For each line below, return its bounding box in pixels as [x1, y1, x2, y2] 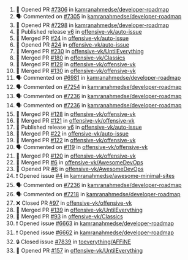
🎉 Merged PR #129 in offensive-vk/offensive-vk [15, 61, 136, 67]
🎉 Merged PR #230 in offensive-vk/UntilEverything [15, 48, 145, 55]
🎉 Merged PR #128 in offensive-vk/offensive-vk [15, 110, 136, 118]
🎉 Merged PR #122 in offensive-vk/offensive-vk [15, 137, 136, 143]
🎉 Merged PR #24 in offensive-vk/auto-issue [15, 34, 129, 42]
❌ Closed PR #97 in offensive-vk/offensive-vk [15, 199, 132, 207]
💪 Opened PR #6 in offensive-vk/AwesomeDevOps [15, 166, 144, 172]
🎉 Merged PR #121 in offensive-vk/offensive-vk [15, 117, 135, 124]
